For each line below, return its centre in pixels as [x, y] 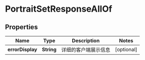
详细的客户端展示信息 [86, 50]
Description [86, 41]
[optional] [126, 50]
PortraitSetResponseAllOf [59, 9]
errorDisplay [22, 50]
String [49, 50]
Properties [21, 27]
